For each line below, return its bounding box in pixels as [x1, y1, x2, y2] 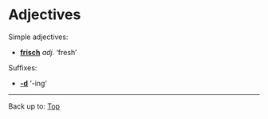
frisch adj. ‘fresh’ [19, 47, 77, 57]
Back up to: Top [8, 101, 61, 111]
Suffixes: [8, 62, 37, 73]
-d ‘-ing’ [19, 78, 48, 88]
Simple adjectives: [8, 32, 69, 42]
